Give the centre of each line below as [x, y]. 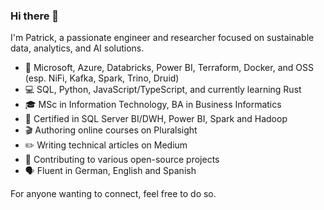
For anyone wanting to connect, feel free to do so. [113, 194]
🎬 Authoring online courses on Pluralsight [111, 130]
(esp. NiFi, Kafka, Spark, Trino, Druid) [102, 78]
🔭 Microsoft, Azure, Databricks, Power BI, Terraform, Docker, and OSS [169, 68]
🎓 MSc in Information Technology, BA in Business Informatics [153, 105]
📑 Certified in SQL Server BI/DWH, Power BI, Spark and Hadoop [156, 119]
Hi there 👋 [35, 16]
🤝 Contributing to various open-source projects [122, 160]
